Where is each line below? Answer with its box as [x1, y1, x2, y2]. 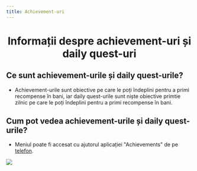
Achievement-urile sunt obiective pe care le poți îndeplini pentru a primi [14, 86, 189, 93]
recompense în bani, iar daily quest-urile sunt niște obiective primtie [14, 93, 181, 100]
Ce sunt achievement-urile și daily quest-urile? [6, 71, 183, 81]
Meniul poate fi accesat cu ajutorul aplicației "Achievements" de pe [14, 141, 179, 148]
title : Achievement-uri [6, 8, 65, 15]
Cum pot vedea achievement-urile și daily [6, 116, 164, 126]
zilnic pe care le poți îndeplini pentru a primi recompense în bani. [14, 99, 173, 106]
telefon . [14, 147, 34, 154]
